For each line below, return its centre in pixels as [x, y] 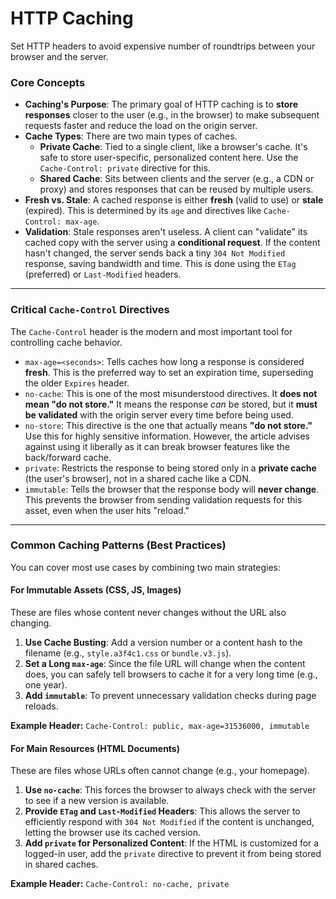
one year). [46, 685]
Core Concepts [48, 82]
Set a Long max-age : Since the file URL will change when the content [165, 664]
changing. [31, 623]
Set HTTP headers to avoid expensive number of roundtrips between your [163, 46]
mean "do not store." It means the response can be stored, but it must [171, 404]
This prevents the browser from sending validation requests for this [163, 499]
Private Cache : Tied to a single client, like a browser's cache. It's [173, 147]
